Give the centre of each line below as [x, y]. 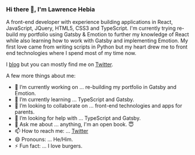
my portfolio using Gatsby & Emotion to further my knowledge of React [104, 35]
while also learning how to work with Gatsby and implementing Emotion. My [97, 41]
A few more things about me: [41, 76]
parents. [25, 112]
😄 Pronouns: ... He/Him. [44, 139]
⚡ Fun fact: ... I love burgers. [48, 146]
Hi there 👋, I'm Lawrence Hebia [51, 9]
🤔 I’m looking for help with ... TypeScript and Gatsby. [78, 118]
